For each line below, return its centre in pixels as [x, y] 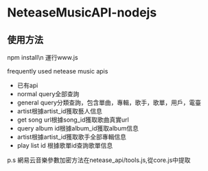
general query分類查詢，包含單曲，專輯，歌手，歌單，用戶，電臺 [109, 102]
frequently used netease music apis [58, 71]
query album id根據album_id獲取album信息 [78, 128]
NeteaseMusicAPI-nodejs [82, 13]
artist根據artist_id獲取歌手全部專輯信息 [72, 137]
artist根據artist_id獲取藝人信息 [60, 111]
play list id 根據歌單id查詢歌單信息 [65, 145]
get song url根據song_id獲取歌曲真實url [73, 119]
